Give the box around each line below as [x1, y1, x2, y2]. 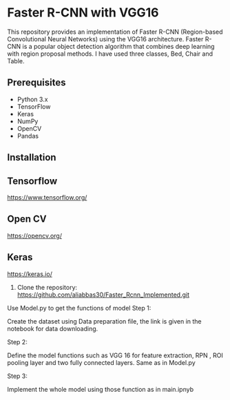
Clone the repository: [17, 283, 78, 291]
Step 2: [7, 337, 28, 346]
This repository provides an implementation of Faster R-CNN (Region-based [7, 28, 223, 36]
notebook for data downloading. [7, 324, 98, 333]
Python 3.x [17, 95, 48, 103]
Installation [7, 151, 56, 163]
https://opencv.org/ [7, 231, 62, 240]
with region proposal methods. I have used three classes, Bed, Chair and [7, 50, 213, 58]
